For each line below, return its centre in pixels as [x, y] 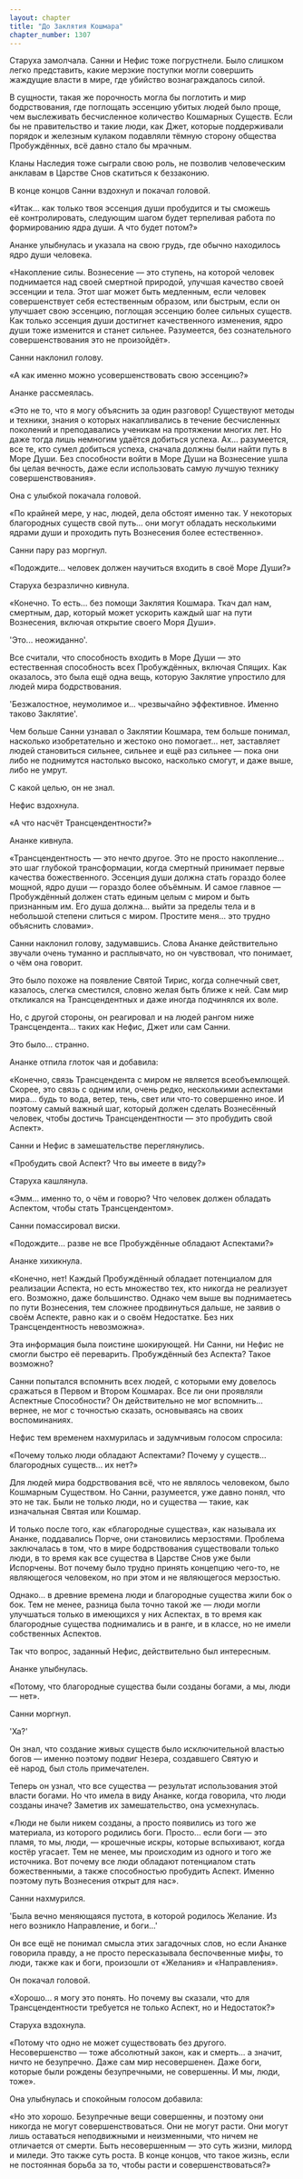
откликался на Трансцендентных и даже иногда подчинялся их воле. [144, 1000]
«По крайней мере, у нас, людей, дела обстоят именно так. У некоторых [151, 514]
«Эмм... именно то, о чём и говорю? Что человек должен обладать [140, 1199]
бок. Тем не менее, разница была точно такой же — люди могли [135, 1604]
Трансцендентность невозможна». [77, 1327]
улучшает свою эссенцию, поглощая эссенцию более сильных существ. [151, 311]
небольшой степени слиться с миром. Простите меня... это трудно [140, 916]
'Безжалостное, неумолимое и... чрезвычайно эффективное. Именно [144, 705]
